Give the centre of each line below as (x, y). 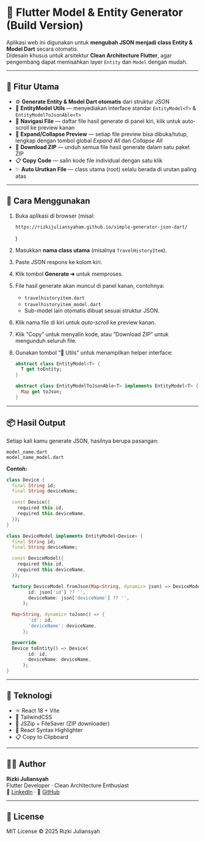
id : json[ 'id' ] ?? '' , (57, 592)
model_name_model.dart (35, 457)
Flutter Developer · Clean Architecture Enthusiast (68, 785)
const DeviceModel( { (38, 559)
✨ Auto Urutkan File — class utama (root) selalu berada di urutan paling (106, 169)
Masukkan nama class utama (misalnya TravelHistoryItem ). (91, 250)
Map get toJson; (41, 392)
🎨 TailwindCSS (34, 717)
